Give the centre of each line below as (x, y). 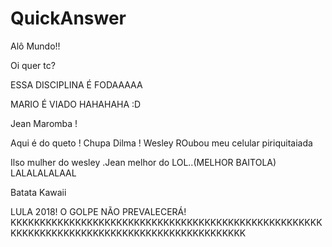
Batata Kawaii (38, 192)
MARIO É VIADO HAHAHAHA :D (76, 104)
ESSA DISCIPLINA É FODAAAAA (76, 84)
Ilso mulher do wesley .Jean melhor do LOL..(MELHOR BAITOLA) (143, 162)
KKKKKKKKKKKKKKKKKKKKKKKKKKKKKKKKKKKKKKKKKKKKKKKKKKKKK (166, 222)
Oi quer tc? (33, 65)
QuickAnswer (68, 18)
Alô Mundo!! (35, 46)
